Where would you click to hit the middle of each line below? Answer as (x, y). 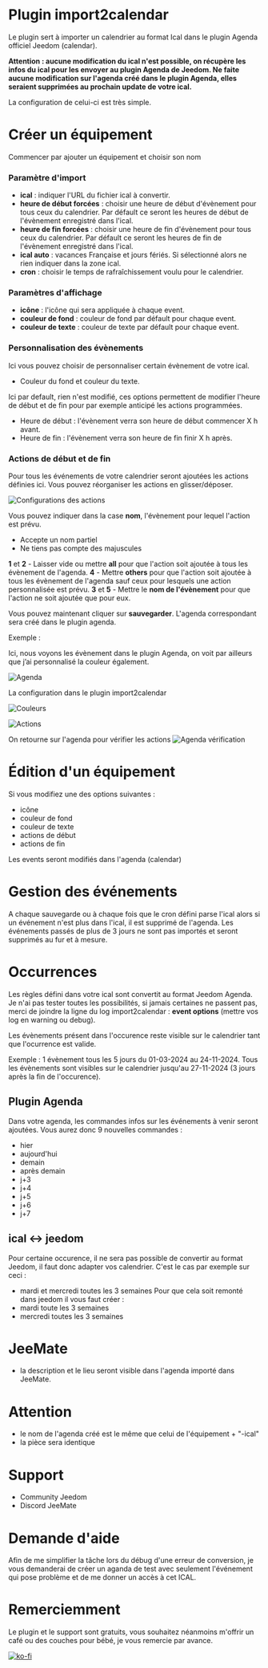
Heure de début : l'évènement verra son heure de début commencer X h (139, 421)
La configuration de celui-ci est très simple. (80, 102)
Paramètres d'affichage (55, 293)
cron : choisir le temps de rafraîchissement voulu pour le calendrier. (132, 272)
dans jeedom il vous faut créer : (72, 1299)
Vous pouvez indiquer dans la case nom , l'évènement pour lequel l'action (129, 516)
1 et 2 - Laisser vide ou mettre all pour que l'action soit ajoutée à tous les (128, 564)
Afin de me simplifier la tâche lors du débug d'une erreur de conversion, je (131, 1560)
